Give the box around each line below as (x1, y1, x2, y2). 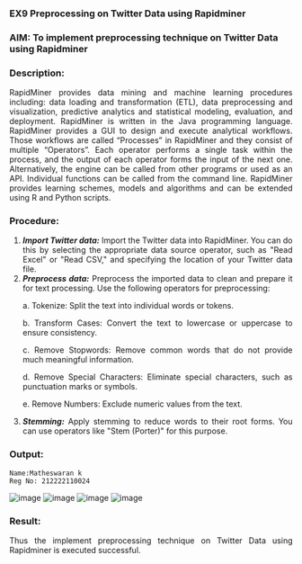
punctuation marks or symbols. (22, 381, 138, 392)
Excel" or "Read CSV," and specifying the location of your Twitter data (22, 255, 293, 265)
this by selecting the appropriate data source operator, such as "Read (22, 245, 293, 255)
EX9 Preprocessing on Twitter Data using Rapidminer (9, 7, 246, 20)
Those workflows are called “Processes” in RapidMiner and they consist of (9, 135, 293, 146)
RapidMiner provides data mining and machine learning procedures (9, 87, 293, 98)
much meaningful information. (22, 354, 135, 365)
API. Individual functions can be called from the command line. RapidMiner (9, 174, 293, 184)
